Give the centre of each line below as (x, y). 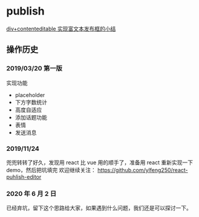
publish (26, 11)
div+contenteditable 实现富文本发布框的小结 (61, 28)
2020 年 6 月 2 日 (31, 193)
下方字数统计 (31, 102)
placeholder (30, 95)
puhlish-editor (24, 176)
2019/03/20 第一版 (34, 68)
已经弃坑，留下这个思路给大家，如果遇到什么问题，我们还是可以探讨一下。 (99, 208)
